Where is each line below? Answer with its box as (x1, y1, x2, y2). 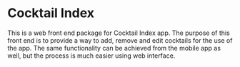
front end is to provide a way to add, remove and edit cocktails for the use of (7, 36, 233, 44)
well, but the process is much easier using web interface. (7, 51, 176, 60)
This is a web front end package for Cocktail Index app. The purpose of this (7, 29, 230, 37)
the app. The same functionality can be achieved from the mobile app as (7, 43, 221, 52)
